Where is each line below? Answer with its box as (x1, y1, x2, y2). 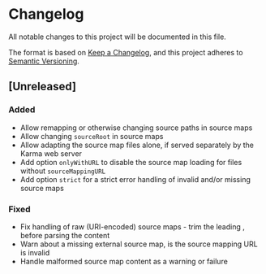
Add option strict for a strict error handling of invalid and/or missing (19, 174, 251, 184)
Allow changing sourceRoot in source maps (19, 131, 164, 141)
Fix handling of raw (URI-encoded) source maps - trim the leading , (19, 221, 246, 232)
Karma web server (19, 148, 83, 159)
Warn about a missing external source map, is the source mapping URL (19, 239, 258, 249)
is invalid (19, 247, 50, 257)
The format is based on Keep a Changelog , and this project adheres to (8, 47, 243, 57)
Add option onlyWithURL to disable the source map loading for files (19, 157, 242, 167)
